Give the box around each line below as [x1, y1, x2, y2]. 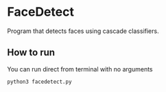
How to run [7, 47, 56, 58]
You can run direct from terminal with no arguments [7, 65, 153, 73]
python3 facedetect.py [7, 78, 72, 85]
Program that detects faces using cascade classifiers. [7, 27, 159, 35]
